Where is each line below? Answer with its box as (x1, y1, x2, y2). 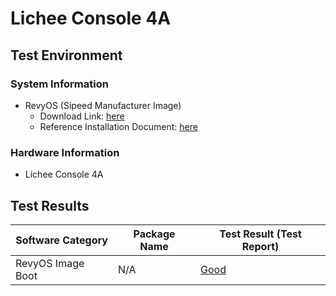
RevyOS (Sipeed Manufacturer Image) (24, 99, 182, 111)
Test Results (10, 197, 90, 214)
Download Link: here (39, 110, 125, 122)
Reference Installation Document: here (39, 120, 198, 132)
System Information (10, 77, 109, 91)
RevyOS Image (15, 256, 85, 270)
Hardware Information (10, 145, 120, 159)
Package (133, 227, 176, 241)
